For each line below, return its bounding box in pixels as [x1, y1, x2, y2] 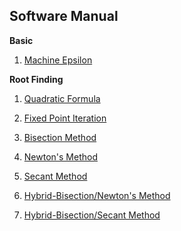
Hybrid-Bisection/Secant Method [23, 209, 161, 221]
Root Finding [9, 73, 64, 85]
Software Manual [9, 8, 119, 25]
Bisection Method [23, 131, 97, 143]
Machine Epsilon [23, 54, 93, 66]
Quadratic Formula [23, 92, 101, 104]
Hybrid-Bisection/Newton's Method [23, 189, 171, 201]
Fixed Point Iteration [23, 112, 107, 124]
